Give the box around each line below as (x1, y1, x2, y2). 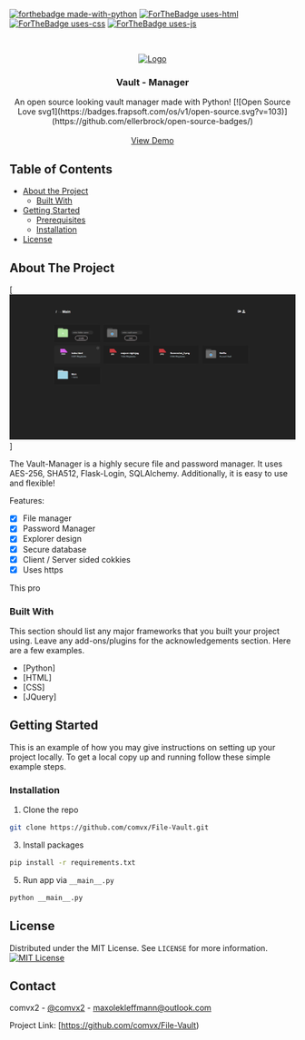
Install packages (22, 839, 84, 850)
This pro (9, 582, 41, 594)
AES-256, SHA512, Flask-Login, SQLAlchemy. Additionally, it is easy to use (9, 468, 289, 479)
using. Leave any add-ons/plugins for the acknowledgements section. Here (9, 635, 291, 646)
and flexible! (9, 477, 56, 489)
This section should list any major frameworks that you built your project (9, 626, 280, 637)
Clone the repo (22, 804, 79, 816)
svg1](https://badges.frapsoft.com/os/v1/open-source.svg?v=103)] (37, 106, 288, 117)
